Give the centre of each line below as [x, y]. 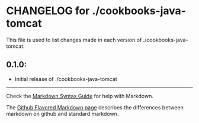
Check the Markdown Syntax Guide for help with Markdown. [80, 96]
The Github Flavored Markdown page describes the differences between [95, 107]
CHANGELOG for [48, 11]
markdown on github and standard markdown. [62, 114]
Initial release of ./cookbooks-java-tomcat [66, 79]
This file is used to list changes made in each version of [74, 40]
